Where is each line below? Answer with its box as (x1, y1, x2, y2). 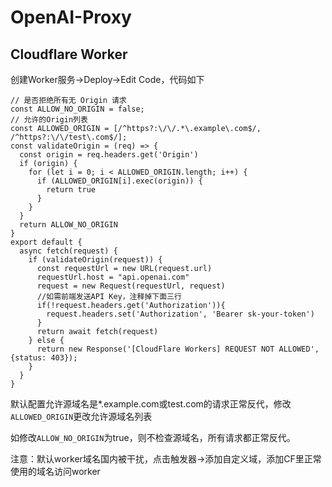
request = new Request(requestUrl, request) (36, 281, 226, 291)
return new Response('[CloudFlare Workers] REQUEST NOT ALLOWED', (36, 344, 320, 354)
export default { (10, 237, 83, 247)
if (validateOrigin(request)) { (28, 255, 163, 265)
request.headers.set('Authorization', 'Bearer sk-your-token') (46, 309, 315, 319)
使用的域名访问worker (10, 466, 101, 477)
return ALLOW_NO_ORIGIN (19, 220, 118, 230)
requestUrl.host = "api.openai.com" (36, 272, 190, 282)
